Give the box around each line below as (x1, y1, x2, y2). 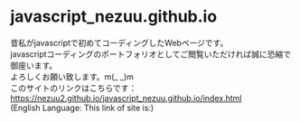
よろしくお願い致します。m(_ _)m (10, 70, 135, 82)
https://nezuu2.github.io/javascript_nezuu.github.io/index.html (10, 92, 242, 103)
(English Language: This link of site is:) (10, 102, 155, 113)
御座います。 (10, 60, 58, 70)
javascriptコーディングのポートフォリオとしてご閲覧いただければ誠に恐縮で (10, 48, 292, 60)
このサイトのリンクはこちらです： (10, 82, 137, 93)
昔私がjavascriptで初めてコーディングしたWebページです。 (10, 37, 229, 48)
